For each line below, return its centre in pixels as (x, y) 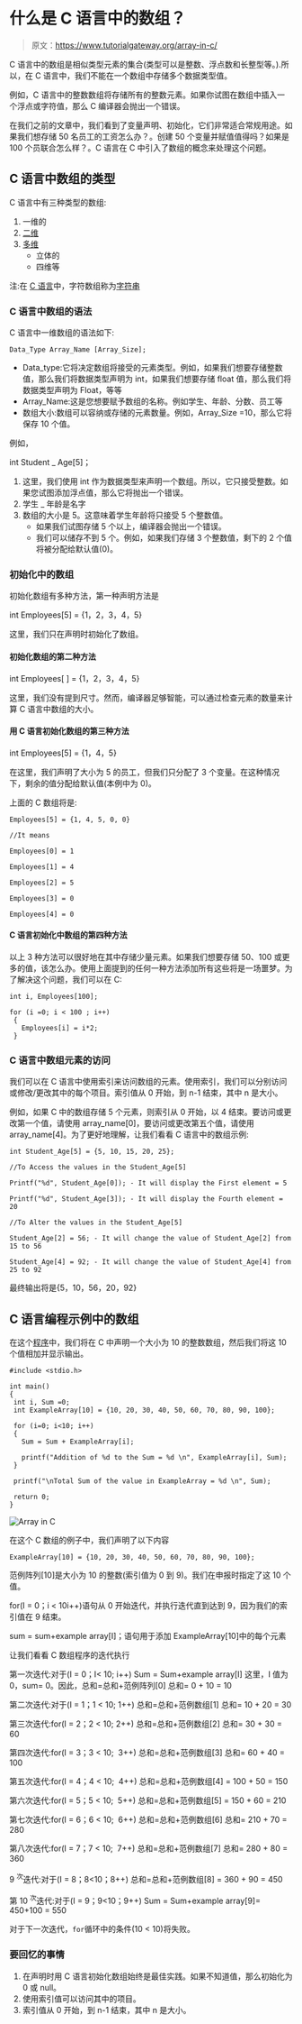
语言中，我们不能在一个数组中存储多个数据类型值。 (138, 75)
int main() (30, 1387)
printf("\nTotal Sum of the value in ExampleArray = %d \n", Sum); (142, 1481)
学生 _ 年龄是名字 (54, 504)
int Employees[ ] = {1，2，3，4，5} (75, 678)
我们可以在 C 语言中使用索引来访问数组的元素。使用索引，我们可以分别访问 (148, 1082)
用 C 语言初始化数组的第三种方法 (69, 731)
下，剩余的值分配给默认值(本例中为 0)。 (83, 783)
